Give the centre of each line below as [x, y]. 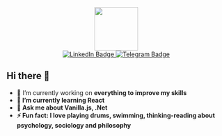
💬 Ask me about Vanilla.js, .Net [62, 108]
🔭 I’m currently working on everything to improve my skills [102, 92]
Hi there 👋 [28, 76]
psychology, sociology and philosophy [74, 125]
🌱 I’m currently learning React [61, 100]
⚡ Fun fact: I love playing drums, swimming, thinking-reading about [116, 115]
